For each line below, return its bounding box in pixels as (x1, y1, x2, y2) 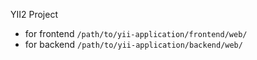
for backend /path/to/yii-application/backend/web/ (24, 39, 243, 50)
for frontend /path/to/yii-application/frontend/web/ (24, 28, 248, 39)
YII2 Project (10, 9, 59, 20)
